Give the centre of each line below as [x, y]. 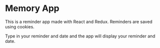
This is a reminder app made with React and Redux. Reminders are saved [79, 22]
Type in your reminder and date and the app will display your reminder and [80, 36]
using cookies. [20, 26]
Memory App [32, 8]
